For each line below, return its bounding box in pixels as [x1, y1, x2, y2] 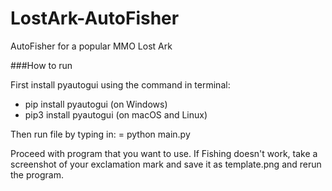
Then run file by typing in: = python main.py [10, 128, 191, 140]
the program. [10, 168, 64, 181]
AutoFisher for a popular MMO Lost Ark [10, 40, 173, 52]
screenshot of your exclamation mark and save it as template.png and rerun [10, 158, 322, 170]
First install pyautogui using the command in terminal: [10, 78, 231, 91]
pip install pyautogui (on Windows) [24, 98, 168, 110]
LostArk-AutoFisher [10, 7, 180, 30]
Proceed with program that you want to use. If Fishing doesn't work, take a [10, 147, 318, 159]
